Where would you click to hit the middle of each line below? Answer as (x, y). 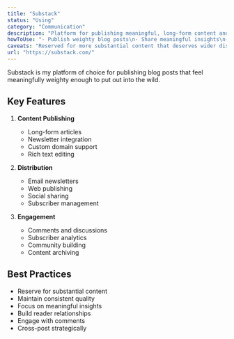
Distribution (35, 167)
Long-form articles (55, 132)
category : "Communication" (46, 26)
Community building (56, 245)
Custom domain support (62, 146)
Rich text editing (51, 154)
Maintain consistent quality (56, 298)
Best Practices (39, 275)
